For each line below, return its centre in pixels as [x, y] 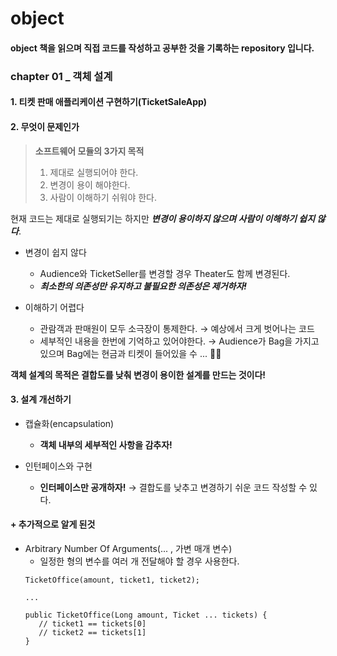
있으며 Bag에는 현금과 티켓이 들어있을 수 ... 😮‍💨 [130, 353]
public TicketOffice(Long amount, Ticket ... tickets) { [146, 615]
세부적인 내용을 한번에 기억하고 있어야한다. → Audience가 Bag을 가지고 [179, 341]
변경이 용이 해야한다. [90, 184]
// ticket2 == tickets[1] [92, 632]
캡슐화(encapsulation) [69, 423]
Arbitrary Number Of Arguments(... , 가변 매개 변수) [128, 548]
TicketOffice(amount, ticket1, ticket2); [112, 580]
